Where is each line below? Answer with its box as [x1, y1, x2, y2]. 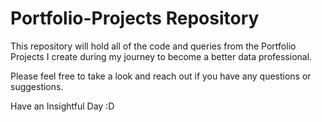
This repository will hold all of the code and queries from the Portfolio [10, 40, 297, 52]
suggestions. [10, 80, 64, 92]
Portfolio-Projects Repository [10, 7, 260, 30]
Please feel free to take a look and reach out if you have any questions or [10, 70, 312, 82]
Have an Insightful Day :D [10, 100, 115, 112]
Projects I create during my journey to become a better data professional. [10, 50, 313, 62]
